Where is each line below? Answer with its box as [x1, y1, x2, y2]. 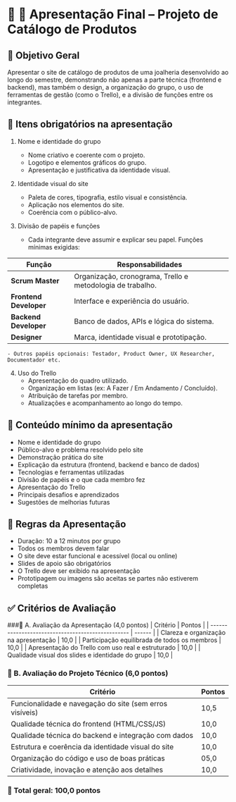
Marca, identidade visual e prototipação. [74, 332, 207, 342]
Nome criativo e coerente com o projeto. [27, 151, 145, 159]
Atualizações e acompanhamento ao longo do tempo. [27, 398, 183, 407]
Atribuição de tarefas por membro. [27, 391, 129, 400]
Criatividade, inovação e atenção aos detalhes [11, 765, 164, 775]
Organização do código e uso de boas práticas [11, 753, 165, 763]
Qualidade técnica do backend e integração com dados [11, 730, 194, 740]
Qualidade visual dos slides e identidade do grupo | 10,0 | [7, 651, 173, 660]
